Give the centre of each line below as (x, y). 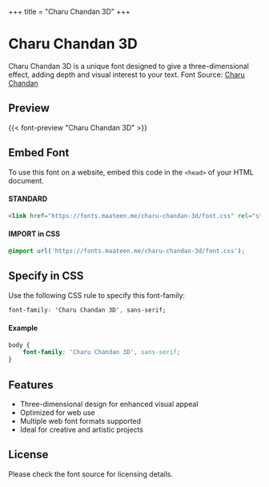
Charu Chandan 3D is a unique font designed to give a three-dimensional (129, 66)
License (28, 455)
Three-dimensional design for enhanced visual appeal (109, 404)
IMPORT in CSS (34, 234)
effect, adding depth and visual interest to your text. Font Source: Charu (127, 74)
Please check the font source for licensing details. (91, 474)
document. (26, 180)
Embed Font (39, 153)
